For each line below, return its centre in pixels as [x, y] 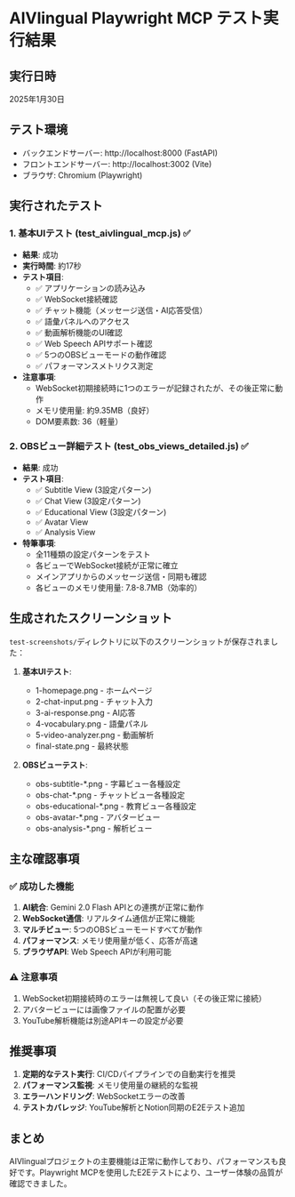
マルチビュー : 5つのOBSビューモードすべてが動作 [112, 929]
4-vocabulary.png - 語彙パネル [92, 723]
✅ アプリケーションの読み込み [91, 288]
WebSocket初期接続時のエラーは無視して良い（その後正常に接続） [144, 998]
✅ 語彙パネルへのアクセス [83, 321]
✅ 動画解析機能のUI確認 [79, 332]
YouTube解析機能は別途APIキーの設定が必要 [103, 1020]
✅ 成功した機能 [41, 886]
